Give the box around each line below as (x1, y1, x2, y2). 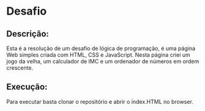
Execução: (6, 82, 48, 92)
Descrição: (6, 29, 49, 39)
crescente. (6, 64, 34, 71)
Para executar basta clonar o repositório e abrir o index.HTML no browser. (6, 98, 194, 105)
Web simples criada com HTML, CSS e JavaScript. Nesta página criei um (6, 51, 191, 59)
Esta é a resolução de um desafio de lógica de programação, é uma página (6, 45, 196, 52)
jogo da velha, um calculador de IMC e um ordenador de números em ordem (6, 58, 199, 65)
